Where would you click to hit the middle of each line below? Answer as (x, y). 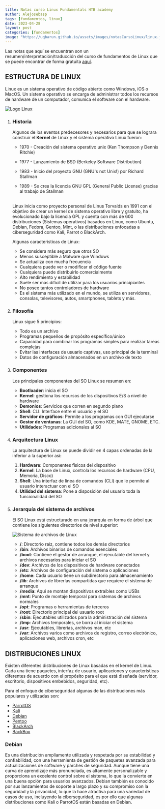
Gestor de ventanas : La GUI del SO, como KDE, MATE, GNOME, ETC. (90, 421)
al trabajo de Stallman (41, 191)
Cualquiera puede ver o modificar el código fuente (70, 267)
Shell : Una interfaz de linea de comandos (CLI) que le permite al (84, 480)
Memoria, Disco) (36, 476)
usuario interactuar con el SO (49, 486)
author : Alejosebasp (26, 14)
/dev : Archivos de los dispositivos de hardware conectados (80, 565)
